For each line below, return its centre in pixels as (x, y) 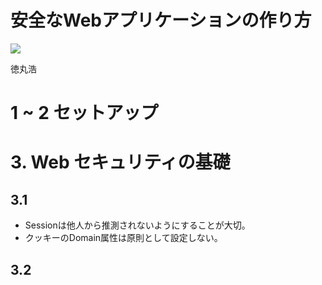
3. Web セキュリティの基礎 (120, 162)
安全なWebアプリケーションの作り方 (161, 20)
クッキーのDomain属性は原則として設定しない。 (123, 238)
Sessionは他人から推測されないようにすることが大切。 (137, 225)
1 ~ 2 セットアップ (84, 113)
